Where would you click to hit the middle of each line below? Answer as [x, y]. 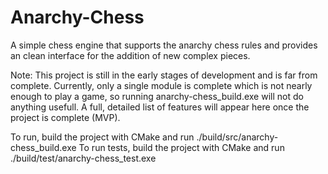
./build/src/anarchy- [237, 137]
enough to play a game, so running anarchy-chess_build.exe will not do [157, 96]
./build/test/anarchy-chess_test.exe [83, 158]
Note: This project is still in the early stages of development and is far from [164, 75]
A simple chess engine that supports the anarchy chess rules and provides [164, 45]
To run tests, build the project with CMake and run [181, 147]
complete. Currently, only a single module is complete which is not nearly [161, 85]
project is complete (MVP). [65, 117]
